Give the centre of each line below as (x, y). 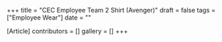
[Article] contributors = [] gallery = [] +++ (68, 31)
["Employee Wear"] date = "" (49, 17)
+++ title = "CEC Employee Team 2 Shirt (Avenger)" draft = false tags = (111, 10)
